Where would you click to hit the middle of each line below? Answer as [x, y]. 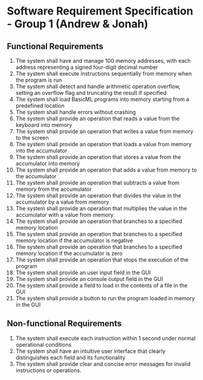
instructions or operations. [48, 370]
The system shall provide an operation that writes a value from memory [105, 131]
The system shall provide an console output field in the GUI [89, 279]
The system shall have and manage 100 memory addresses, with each [103, 61]
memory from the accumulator [53, 189]
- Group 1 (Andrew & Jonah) [78, 24]
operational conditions [43, 344]
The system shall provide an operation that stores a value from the [98, 157]
